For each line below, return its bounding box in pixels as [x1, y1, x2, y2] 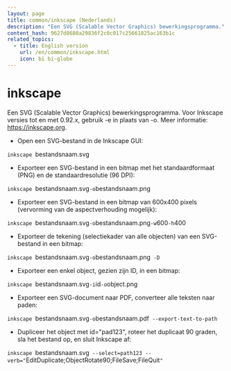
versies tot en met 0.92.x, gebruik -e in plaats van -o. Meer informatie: [7, 115, 208, 124]
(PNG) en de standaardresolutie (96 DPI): [17, 171, 135, 179]
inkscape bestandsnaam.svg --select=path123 [7, 348, 142, 356]
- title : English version [13, 42, 89, 49]
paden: [17, 300, 38, 309]
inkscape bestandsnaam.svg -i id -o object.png [7, 279, 138, 288]
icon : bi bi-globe [19, 56, 73, 63]
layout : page [7, 10, 45, 17]
